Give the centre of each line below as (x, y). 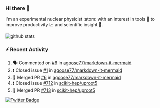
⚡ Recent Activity (27, 50)
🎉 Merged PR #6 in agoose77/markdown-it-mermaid (67, 77)
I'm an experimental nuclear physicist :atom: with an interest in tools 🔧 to (80, 19)
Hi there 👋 (18, 8)
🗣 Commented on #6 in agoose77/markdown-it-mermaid (72, 63)
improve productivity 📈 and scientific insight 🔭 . (54, 25)
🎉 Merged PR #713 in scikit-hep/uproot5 (54, 90)
